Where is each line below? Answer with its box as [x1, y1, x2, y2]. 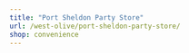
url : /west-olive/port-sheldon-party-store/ [9, 22, 181, 31]
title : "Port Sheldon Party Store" [9, 13, 144, 22]
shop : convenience [9, 30, 79, 39]
